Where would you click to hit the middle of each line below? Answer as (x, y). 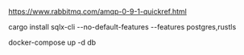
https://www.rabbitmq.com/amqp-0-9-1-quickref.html (98, 12)
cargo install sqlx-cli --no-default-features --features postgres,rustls (122, 27)
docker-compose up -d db (52, 42)
